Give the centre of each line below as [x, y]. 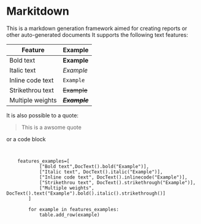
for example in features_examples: [74, 209]
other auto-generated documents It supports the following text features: [97, 34]
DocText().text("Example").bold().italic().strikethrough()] [86, 193]
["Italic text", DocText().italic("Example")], [101, 172]
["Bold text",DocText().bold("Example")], [94, 166]
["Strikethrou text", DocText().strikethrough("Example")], [117, 182]
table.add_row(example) [69, 215]
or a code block [26, 139]
